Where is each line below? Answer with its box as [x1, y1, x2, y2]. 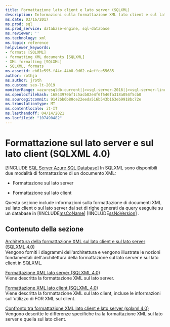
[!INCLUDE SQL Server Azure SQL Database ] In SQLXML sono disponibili [5, 165, 158, 171]
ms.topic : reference [5, 40, 49, 45]
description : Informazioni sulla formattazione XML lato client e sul [5, 12, 157, 17]
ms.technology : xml [5, 36, 47, 41]
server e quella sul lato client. [5, 316, 67, 322]
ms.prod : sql [5, 21, 33, 27]
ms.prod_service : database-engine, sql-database [5, 26, 110, 31]
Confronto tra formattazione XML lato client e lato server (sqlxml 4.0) [5, 305, 149, 311]
